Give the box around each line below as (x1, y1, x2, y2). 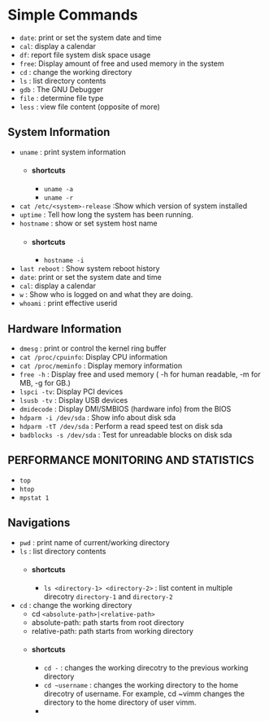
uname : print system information (19, 146, 127, 156)
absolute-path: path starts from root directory (31, 617, 184, 627)
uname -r (43, 194, 74, 202)
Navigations (7, 516, 71, 530)
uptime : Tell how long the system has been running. (19, 209, 194, 219)
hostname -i (43, 256, 85, 265)
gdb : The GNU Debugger (19, 84, 103, 94)
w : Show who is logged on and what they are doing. (19, 290, 193, 299)
